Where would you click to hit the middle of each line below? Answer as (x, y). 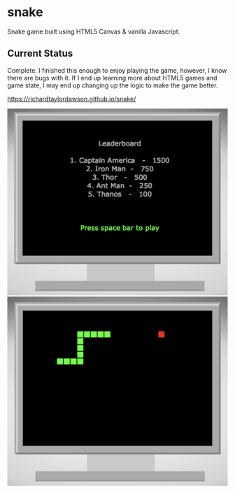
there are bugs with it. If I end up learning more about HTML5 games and (112, 78)
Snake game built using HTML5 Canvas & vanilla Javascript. (94, 31)
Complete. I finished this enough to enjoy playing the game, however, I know (117, 70)
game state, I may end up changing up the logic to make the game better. (113, 85)
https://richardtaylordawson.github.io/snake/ (72, 99)
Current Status (40, 53)
